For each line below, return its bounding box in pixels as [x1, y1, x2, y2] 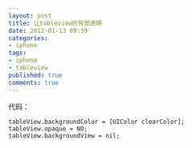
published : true [8, 71, 63, 79]
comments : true [8, 78, 59, 86]
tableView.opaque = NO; [8, 125, 88, 133]
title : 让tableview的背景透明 [8, 19, 102, 27]
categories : [8, 34, 48, 42]
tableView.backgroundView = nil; [8, 131, 121, 140]
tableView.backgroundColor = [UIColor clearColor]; [8, 118, 185, 126]
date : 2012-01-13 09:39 [8, 26, 88, 34]
